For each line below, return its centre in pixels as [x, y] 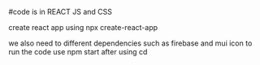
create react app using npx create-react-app [83, 27]
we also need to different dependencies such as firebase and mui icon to [130, 43]
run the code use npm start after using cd [78, 52]
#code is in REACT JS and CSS [60, 12]
